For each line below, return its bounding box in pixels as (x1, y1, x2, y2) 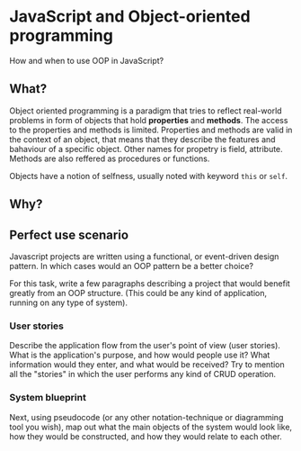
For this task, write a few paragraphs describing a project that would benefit (9, 277, 290, 289)
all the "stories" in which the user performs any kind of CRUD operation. (9, 369, 277, 380)
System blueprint (9, 392, 87, 404)
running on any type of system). (9, 297, 128, 308)
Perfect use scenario (9, 227, 128, 242)
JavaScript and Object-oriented (9, 6, 251, 27)
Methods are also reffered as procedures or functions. (9, 153, 210, 164)
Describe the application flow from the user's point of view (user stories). (9, 340, 281, 351)
